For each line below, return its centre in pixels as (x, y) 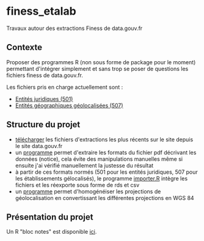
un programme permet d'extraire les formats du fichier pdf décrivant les (106, 152)
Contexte (24, 47)
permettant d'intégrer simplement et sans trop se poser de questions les (97, 69)
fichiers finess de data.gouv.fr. (45, 75)
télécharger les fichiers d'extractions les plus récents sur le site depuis (104, 139)
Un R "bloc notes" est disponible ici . (52, 232)
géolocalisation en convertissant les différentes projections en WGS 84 (104, 198)
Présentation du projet (50, 217)
